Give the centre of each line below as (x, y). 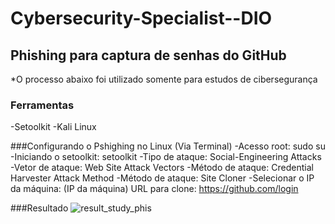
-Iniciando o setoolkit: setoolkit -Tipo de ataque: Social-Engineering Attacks (166, 157)
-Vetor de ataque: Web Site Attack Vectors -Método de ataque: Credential (162, 168)
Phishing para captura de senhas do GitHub (148, 55)
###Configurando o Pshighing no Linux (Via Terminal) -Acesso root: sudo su (168, 146)
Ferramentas (42, 105)
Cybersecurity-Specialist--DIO (141, 18)
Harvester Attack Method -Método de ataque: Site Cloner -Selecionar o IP (162, 178)
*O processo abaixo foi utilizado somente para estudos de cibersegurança (164, 79)
